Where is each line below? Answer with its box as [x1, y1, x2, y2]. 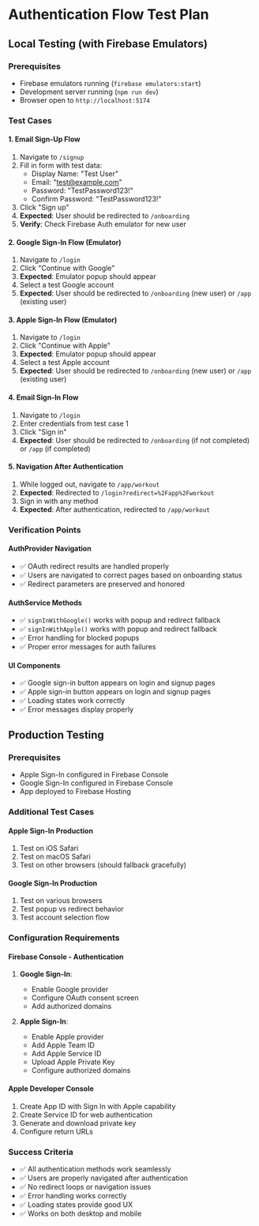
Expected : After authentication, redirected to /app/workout [19, 504, 211, 514]
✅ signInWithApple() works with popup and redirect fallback [19, 624, 217, 634]
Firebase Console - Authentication [8, 952, 124, 961]
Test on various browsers [19, 896, 103, 905]
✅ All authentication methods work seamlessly [19, 1164, 171, 1174]
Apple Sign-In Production [8, 825, 93, 835]
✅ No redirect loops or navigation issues [19, 1182, 152, 1191]
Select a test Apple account [19, 358, 110, 367]
